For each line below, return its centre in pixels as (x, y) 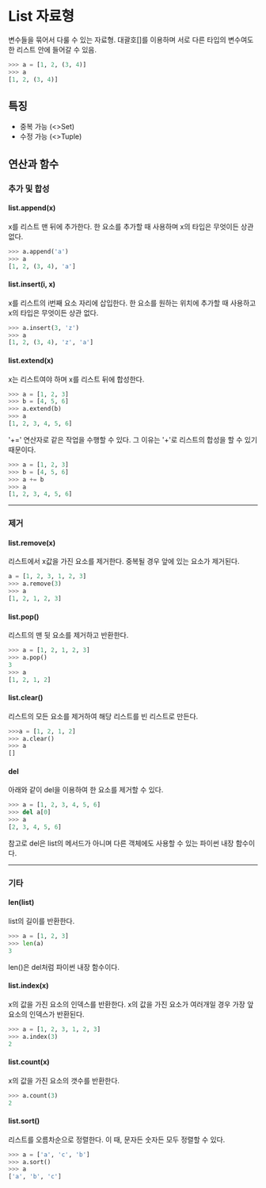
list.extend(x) (31, 360)
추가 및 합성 (29, 189)
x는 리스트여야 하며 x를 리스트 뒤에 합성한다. (76, 379)
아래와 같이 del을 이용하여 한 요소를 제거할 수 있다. (86, 790)
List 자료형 (42, 16)
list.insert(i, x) (32, 284)
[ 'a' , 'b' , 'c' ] (35, 1177)
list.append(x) (32, 208)
